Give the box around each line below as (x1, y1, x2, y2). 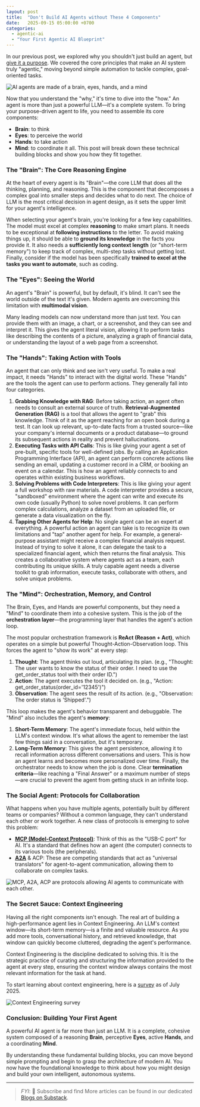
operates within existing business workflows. (14, 474, 126, 481)
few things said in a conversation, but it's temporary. (14, 738, 144, 746)
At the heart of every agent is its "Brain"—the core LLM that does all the (6, 180, 183, 187)
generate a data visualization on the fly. (14, 511, 112, 519)
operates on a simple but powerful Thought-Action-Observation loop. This (6, 641, 189, 648)
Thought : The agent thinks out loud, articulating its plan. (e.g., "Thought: (14, 658, 193, 666)
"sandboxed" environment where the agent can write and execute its (14, 493, 184, 500)
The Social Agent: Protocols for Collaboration (6, 791, 140, 800)
